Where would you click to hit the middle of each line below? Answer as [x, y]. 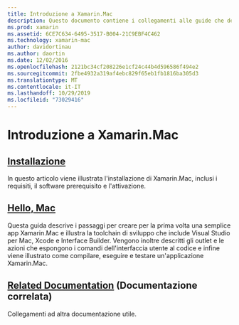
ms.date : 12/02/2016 [38, 60]
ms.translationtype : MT [43, 80]
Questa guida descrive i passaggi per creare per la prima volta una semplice [119, 225]
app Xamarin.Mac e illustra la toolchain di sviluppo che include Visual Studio [119, 233]
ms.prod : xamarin [33, 27]
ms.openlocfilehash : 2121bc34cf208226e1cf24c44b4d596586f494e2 [103, 67]
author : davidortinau [39, 47]
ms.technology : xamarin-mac [49, 41]
